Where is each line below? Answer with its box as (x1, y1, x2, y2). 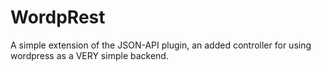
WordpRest (10, 6, 106, 29)
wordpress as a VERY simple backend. (10, 49, 169, 61)
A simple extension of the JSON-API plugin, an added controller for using (10, 39, 312, 51)
